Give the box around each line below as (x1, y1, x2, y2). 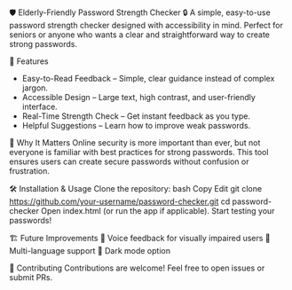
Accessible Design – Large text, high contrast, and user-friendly (21, 92, 256, 102)
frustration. (9, 166, 51, 176)
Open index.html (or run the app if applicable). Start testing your (41, 206, 275, 216)
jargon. (21, 82, 49, 93)
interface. (21, 101, 58, 112)
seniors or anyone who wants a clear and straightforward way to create (9, 29, 271, 40)
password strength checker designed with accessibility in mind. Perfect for (9, 20, 284, 30)
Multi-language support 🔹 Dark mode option (9, 246, 171, 255)
